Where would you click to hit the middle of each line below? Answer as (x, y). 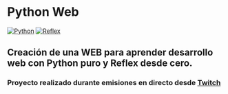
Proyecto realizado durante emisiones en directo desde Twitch (114, 83)
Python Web (43, 12)
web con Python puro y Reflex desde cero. (100, 63)
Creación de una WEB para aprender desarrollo (110, 52)
